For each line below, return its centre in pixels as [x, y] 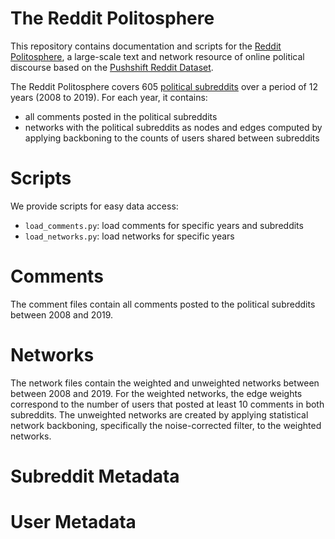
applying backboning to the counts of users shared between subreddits [172, 138]
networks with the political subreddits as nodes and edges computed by [173, 127]
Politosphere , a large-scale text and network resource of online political [157, 56]
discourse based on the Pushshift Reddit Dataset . [112, 67]
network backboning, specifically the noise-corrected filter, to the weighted [166, 425]
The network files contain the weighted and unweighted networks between [165, 383]
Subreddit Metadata [95, 476]
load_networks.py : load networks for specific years [129, 236]
